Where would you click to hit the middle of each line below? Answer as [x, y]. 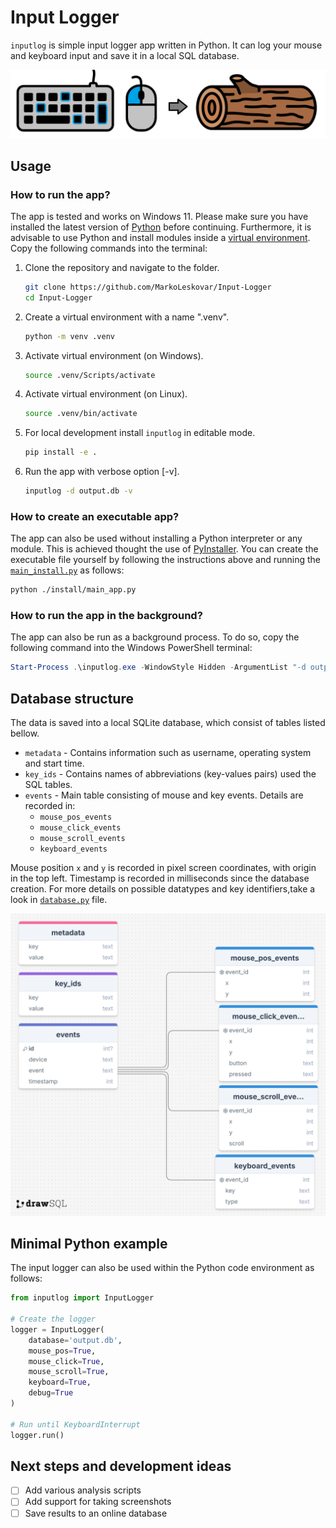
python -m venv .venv [69, 336]
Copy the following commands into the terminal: [109, 248]
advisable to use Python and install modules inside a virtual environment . [160, 237]
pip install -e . [61, 452]
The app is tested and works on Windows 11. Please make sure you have [159, 216]
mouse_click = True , [66, 1361]
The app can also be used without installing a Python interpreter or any [156, 538]
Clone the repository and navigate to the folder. [122, 267]
